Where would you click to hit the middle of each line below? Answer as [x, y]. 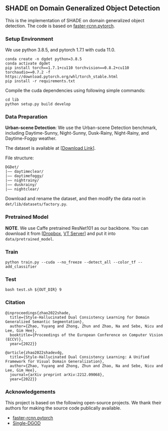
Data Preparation [26, 117]
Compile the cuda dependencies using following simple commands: [75, 91]
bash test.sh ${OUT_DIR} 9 [33, 290]
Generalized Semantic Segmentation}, [45, 322]
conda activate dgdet [28, 64]
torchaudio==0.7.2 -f [28, 73]
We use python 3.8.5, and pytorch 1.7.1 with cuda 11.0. [60, 50]
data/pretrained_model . [30, 238]
